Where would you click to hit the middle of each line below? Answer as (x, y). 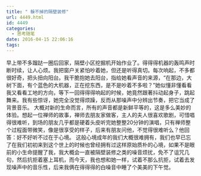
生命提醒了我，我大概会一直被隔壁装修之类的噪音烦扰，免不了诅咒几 (106, 152)
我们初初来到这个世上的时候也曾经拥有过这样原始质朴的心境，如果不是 (103, 144)
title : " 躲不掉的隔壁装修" (37, 12)
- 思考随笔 (23, 34)
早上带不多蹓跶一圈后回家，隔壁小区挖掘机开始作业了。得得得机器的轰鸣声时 (100, 63)
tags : (13, 45)
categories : (21, 28)
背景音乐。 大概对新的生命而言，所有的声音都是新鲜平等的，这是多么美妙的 (99, 107)
